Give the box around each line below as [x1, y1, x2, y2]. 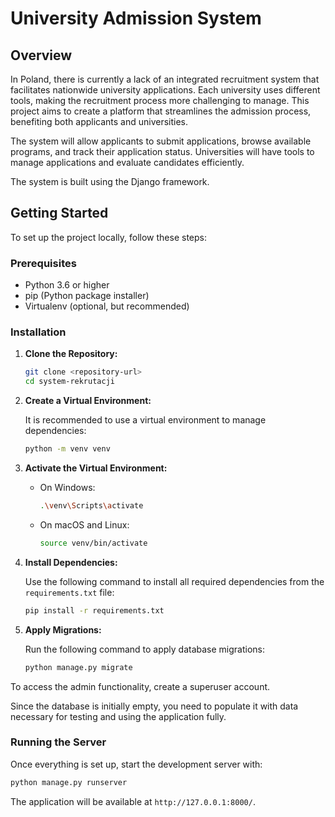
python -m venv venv [24, 444, 111, 454]
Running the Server [10, 735, 107, 749]
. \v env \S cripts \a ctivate [39, 501, 144, 511]
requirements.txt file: [24, 586, 115, 598]
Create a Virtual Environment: [24, 395, 152, 407]
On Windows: [39, 482, 96, 494]
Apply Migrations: [24, 623, 102, 636]
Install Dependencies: [24, 556, 118, 568]
